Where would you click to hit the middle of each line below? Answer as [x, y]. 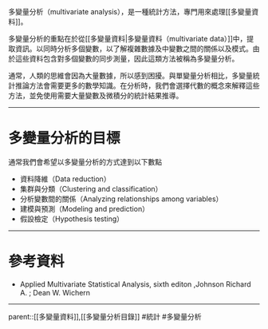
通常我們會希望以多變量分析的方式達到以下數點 [85, 161]
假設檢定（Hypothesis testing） [72, 219]
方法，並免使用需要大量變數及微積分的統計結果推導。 [96, 95]
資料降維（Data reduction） [65, 179]
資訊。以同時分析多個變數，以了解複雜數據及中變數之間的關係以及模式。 [134, 49]
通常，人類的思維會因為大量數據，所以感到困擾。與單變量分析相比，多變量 [130, 75]
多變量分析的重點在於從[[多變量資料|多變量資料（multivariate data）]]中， [128, 39]
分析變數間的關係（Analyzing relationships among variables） [121, 199]
